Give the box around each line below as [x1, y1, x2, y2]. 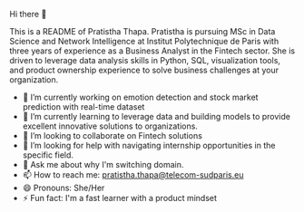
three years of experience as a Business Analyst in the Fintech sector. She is [9, 45, 296, 56]
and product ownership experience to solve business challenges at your [9, 64, 279, 75]
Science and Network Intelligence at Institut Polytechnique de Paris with [9, 36, 279, 46]
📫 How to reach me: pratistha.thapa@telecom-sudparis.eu [22, 169, 244, 180]
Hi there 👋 [9, 9, 47, 19]
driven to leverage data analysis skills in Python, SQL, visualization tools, [9, 55, 281, 65]
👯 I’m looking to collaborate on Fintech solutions [22, 130, 202, 140]
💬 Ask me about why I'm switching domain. [22, 159, 184, 169]
